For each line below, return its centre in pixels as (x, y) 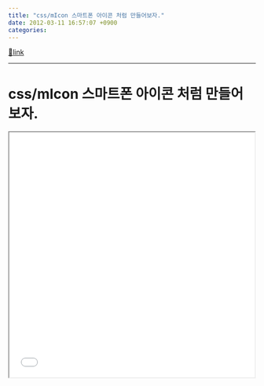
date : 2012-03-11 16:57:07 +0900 (63, 23)
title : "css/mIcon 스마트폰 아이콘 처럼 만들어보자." (86, 15)
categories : (27, 30)
